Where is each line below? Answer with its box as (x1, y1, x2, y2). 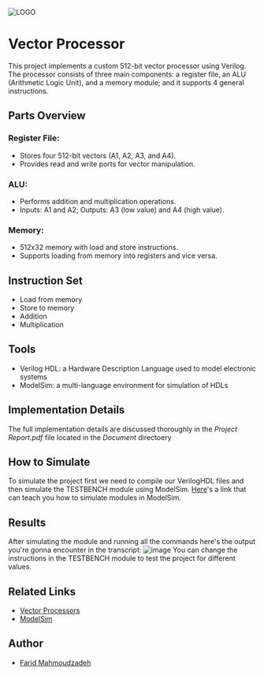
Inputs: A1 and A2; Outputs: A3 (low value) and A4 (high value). (19, 205, 225, 214)
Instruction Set (8, 274, 83, 287)
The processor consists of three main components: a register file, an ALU (8, 69, 247, 79)
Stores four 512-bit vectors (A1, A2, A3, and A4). (19, 151, 177, 160)
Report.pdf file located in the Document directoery (8, 432, 172, 442)
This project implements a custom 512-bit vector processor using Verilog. (8, 61, 247, 70)
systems (19, 371, 47, 382)
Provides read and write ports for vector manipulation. (19, 158, 195, 169)
